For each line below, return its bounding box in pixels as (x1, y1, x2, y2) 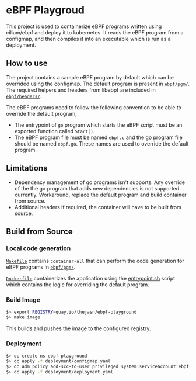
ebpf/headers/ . (6, 92, 42, 99)
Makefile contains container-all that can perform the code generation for (6, 258, 185, 265)
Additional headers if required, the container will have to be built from (14, 203, 182, 210)
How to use (6, 58, 48, 68)
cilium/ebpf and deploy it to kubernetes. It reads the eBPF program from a (6, 29, 184, 36)
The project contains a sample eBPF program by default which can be (6, 74, 174, 81)
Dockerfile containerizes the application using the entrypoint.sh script (6, 275, 176, 282)
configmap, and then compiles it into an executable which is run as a (6, 35, 171, 42)
